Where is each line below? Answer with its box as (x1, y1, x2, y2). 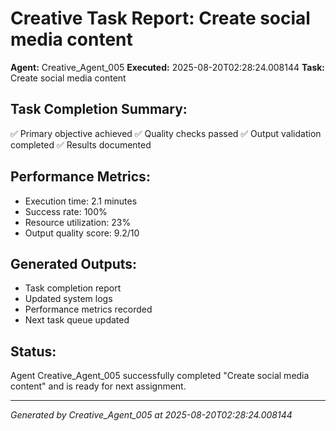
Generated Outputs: (10, 255, 138, 272)
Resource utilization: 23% (24, 216, 132, 228)
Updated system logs (24, 293, 113, 305)
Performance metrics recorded (24, 303, 153, 316)
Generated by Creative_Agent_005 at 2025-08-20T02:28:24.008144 (10, 409, 293, 421)
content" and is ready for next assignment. (10, 380, 187, 392)
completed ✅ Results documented (10, 138, 152, 151)
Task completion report (24, 282, 122, 294)
